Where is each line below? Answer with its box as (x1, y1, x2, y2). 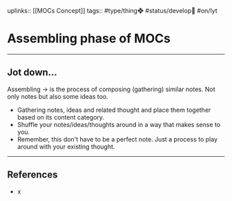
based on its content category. (17, 113, 105, 121)
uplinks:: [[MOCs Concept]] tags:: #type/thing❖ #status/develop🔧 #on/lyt (7, 7, 217, 15)
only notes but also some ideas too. (7, 92, 108, 100)
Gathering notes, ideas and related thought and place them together (17, 106, 211, 114)
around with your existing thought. (17, 142, 115, 151)
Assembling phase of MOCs (7, 31, 171, 46)
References (7, 169, 58, 181)
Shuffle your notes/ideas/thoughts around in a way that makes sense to (17, 120, 221, 128)
